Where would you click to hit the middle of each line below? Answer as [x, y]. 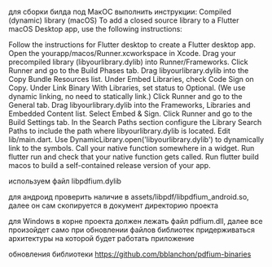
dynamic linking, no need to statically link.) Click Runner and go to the [125, 96]
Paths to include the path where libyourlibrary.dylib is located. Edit [119, 131]
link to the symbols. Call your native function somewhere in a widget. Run [132, 148]
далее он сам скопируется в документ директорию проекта [113, 205]
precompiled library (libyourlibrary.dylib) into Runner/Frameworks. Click [128, 62]
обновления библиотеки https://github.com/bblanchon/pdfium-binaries [130, 254]
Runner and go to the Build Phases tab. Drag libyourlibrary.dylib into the [129, 71]
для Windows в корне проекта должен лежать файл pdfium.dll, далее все [136, 221]
